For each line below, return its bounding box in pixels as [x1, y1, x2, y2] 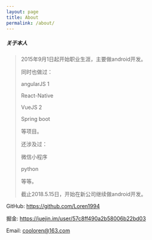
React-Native [20, 92, 54, 99]
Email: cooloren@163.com [6, 227, 71, 235]
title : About [6, 14, 39, 20]
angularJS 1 [20, 81, 50, 88]
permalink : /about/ [6, 20, 55, 26]
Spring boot [20, 115, 50, 123]
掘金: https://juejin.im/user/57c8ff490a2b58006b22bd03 [6, 215, 147, 223]
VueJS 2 [20, 103, 42, 111]
